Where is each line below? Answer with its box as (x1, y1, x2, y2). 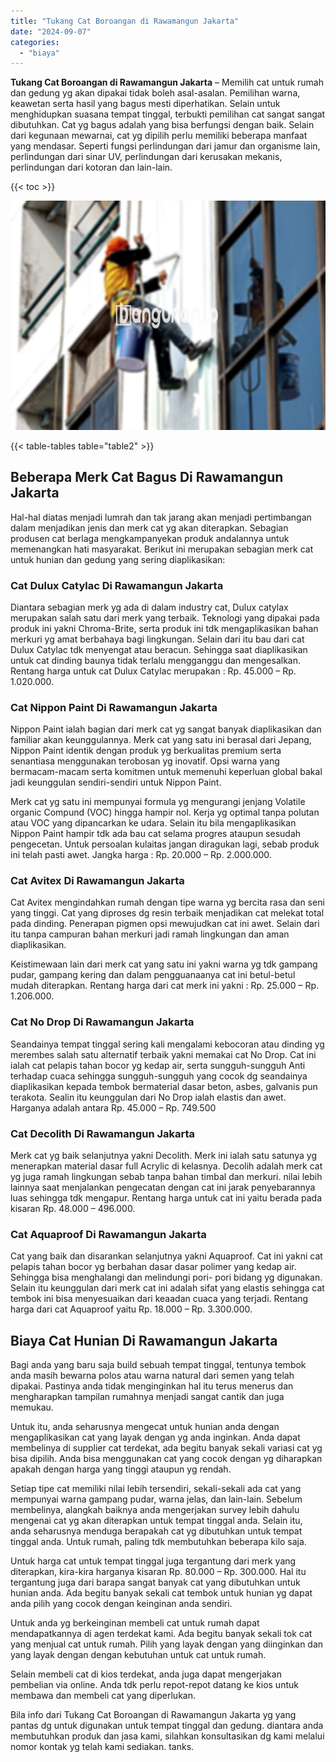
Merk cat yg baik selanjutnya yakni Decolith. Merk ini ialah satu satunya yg (10, 1150, 317, 1162)
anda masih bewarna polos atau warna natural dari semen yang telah (10, 1370, 295, 1382)
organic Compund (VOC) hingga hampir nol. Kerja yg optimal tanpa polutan (10, 806, 320, 819)
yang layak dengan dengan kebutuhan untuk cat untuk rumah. (10, 1649, 267, 1661)
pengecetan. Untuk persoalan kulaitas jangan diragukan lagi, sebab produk (10, 838, 320, 850)
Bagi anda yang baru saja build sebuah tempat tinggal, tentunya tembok (10, 1359, 307, 1371)
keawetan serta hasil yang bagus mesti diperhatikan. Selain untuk (10, 98, 281, 110)
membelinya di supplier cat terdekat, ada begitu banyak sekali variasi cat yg (10, 1442, 323, 1454)
